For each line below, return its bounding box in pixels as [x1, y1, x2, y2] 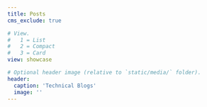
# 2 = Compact [7, 43, 55, 50]
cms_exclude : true [7, 17, 62, 24]
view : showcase [7, 56, 52, 64]
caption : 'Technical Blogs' [13, 82, 97, 89]
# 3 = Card [7, 50, 46, 57]
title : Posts [7, 10, 46, 18]
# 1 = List [7, 36, 46, 43]
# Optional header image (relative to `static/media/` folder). [7, 69, 201, 76]
